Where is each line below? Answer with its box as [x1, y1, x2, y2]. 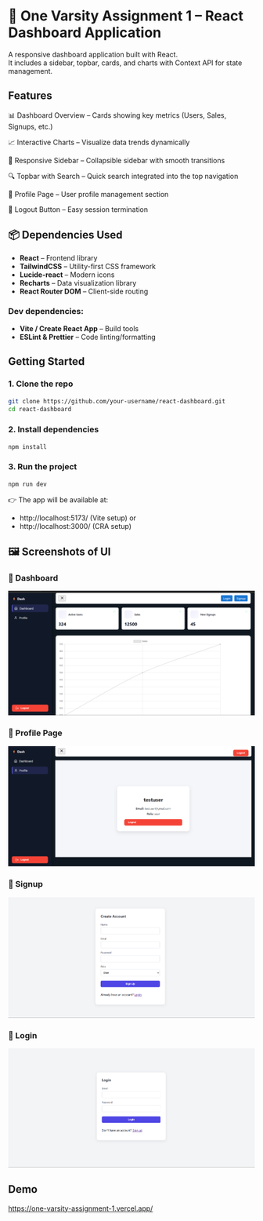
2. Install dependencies [8, 424, 99, 435]
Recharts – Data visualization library [19, 278, 137, 287]
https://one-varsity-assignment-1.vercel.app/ [8, 1204, 153, 1213]
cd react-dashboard [8, 406, 72, 414]
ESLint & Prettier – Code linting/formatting [19, 332, 157, 341]
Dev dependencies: [8, 306, 84, 317]
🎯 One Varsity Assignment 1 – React [8, 7, 244, 25]
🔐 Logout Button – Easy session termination [8, 204, 149, 214]
